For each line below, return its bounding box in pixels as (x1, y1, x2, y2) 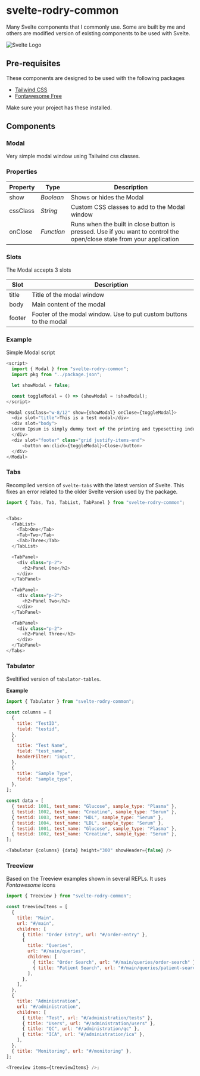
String (40, 207, 58, 215)
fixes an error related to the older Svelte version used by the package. (6, 488, 178, 495)
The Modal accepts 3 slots (6, 266, 71, 273)
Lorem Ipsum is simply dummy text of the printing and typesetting (11, 426, 183, 432)
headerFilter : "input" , (17, 754, 76, 760)
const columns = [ (6, 709, 52, 715)
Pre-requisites (6, 59, 61, 69)
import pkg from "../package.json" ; (11, 371, 102, 378)
